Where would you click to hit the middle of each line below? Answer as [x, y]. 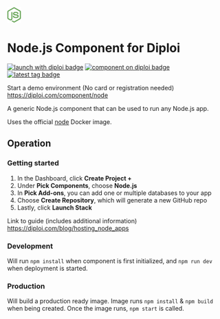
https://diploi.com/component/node [58, 95]
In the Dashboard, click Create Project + [74, 178]
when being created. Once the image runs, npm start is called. [96, 309]
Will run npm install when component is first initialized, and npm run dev [110, 260]
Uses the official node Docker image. [59, 122]
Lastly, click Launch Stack [55, 207]
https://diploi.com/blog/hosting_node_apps [68, 228]
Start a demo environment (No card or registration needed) [91, 88]
